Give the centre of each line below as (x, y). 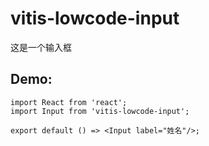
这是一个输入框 (41, 47)
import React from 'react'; (69, 102)
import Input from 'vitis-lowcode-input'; (100, 111)
